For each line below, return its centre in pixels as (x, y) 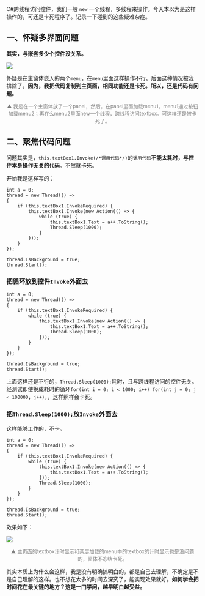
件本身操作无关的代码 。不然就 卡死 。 (52, 165)
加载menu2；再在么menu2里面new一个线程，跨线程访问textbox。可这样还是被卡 (103, 113)
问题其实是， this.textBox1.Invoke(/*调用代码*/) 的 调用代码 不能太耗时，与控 (100, 157)
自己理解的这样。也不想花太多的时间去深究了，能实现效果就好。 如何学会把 (105, 579)
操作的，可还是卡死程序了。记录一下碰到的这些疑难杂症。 (78, 17)
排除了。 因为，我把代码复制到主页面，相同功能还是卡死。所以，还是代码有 (100, 86)
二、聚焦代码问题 (38, 142)
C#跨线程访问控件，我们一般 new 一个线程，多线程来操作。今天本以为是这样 (101, 9)
